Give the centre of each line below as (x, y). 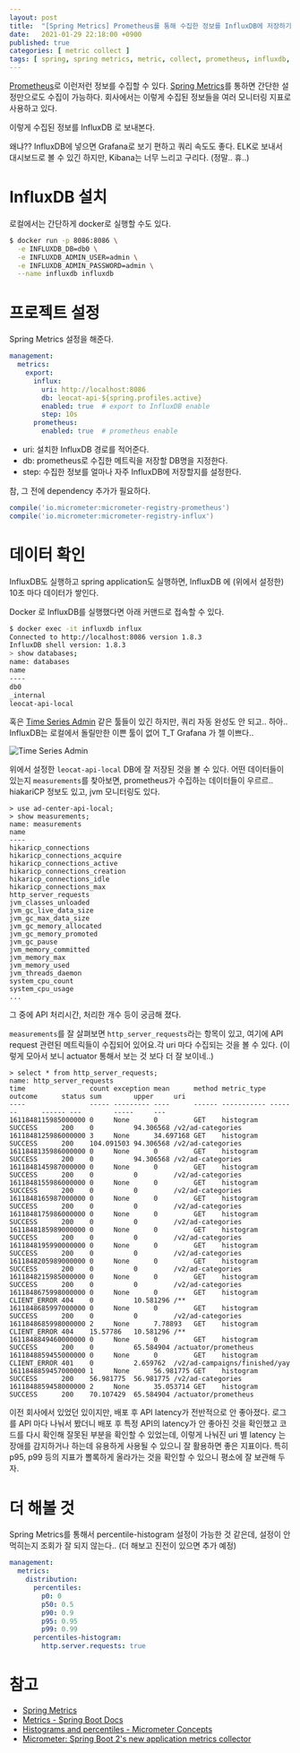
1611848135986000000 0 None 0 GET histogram (133, 1152)
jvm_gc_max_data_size (50, 919)
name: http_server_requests (62, 1081)
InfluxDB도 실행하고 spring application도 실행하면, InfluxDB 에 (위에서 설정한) (147, 581)
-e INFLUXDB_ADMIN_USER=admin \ (78, 257)
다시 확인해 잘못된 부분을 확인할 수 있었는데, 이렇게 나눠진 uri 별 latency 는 (156, 1435)
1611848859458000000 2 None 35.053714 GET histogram (133, 1387)
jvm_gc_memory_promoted (54, 934)
